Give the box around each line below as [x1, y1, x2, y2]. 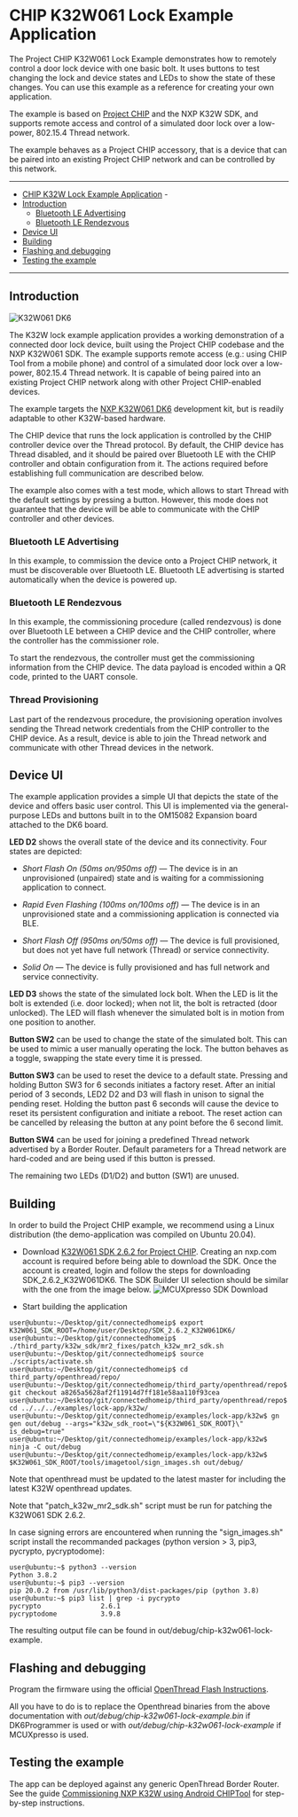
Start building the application [21, 1302, 129, 1312]
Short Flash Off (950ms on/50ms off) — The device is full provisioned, [21, 935, 280, 946]
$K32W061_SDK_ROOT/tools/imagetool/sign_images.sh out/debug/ [9, 1459, 244, 1467]
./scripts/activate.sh [9, 1357, 93, 1366]
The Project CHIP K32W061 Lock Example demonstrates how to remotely [9, 53, 277, 64]
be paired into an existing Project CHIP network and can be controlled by [9, 153, 276, 164]
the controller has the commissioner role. [9, 635, 160, 646]
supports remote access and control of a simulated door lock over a [9, 117, 257, 129]
